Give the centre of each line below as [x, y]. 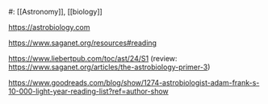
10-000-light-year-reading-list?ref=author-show [89, 91]
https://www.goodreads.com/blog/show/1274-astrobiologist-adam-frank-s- [134, 83]
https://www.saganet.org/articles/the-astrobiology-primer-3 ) [109, 67]
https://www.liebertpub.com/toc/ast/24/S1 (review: [93, 58]
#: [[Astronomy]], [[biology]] [55, 12]
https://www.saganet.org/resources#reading [83, 43]
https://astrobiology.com [49, 27]
